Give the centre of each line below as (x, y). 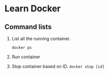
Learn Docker (33, 9)
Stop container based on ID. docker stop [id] (58, 66)
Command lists (28, 27)
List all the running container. (41, 38)
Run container (26, 57)
